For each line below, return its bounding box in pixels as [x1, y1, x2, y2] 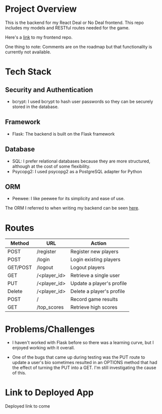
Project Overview [5, 3, 77, 15]
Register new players [70, 248, 119, 255]
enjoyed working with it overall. [12, 345, 75, 351]
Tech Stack [5, 66, 52, 77]
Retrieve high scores [70, 304, 118, 311]
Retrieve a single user [70, 272, 120, 279]
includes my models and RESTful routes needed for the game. [5, 24, 130, 30]
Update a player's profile [70, 280, 127, 287]
